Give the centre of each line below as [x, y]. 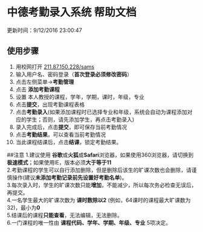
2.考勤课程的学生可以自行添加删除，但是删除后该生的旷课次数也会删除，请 [99, 170]
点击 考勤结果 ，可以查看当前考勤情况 [61, 134]
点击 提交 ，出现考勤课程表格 [50, 104]
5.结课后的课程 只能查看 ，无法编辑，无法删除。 [65, 215]
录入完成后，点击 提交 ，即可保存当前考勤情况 [71, 127]
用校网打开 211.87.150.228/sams [55, 66]
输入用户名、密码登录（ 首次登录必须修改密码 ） [74, 74]
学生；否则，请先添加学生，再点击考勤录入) [80, 119]
